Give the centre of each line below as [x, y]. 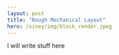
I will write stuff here [36, 46]
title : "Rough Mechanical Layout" [57, 20]
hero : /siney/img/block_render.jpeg [60, 26]
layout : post [26, 13]
